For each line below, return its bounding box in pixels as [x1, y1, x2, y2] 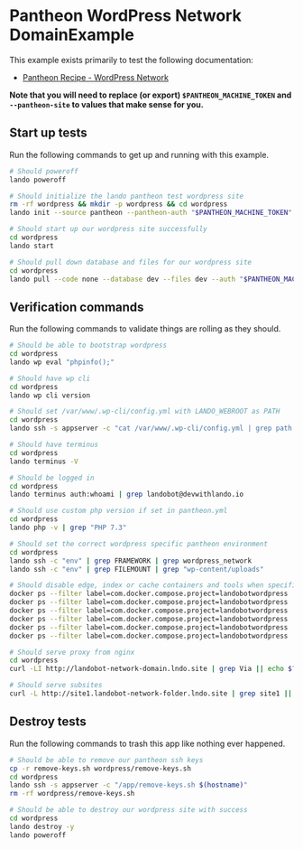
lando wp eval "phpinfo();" [9, 358, 115, 367]
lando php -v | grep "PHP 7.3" [9, 523, 127, 533]
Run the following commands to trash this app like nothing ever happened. [9, 738, 286, 749]
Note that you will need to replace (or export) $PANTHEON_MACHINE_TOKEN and [9, 89, 292, 100]
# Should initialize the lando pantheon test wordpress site [9, 191, 244, 201]
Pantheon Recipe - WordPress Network [22, 71, 170, 82]
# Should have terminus [9, 440, 99, 450]
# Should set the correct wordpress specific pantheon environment [9, 539, 269, 548]
